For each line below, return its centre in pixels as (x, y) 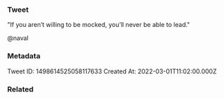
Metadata (24, 56)
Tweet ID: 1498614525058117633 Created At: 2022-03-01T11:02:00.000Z (112, 71)
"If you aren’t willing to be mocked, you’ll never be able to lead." (98, 25)
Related (21, 89)
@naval (18, 38)
